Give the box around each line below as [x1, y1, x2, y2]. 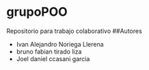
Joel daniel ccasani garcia [16, 54, 90, 62]
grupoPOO [6, 4, 68, 20]
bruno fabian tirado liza [16, 47, 82, 56]
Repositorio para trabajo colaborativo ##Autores [6, 27, 143, 35]
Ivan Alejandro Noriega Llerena [16, 40, 104, 48]
